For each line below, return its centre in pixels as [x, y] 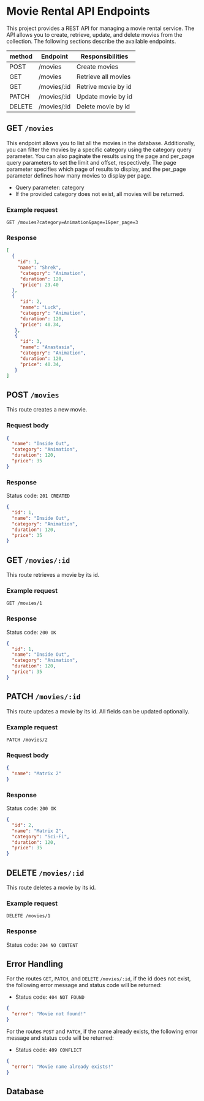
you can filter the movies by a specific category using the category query [99, 149]
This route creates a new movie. [47, 410]
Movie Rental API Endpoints [78, 11]
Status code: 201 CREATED [38, 496]
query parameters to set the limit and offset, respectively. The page [91, 162]
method [21, 56]
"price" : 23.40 [40, 285]
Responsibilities [104, 56]
